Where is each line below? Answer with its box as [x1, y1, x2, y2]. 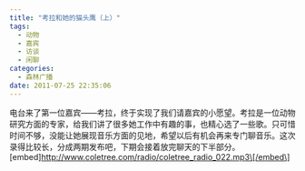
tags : [9, 22, 30, 31]
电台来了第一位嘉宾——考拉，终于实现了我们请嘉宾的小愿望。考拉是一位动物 [9, 106, 296, 118]
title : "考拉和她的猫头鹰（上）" [9, 13, 121, 23]
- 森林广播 [17, 73, 54, 82]
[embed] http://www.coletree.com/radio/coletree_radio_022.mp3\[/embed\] [9, 151, 290, 162]
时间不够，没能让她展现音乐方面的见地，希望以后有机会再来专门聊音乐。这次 [9, 129, 296, 141]
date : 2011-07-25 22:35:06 [9, 81, 112, 90]
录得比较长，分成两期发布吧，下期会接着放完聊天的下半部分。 [9, 141, 241, 152]
